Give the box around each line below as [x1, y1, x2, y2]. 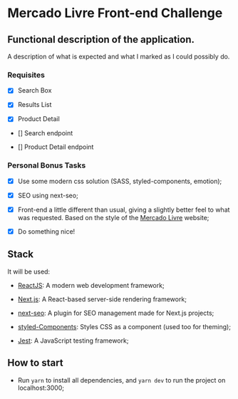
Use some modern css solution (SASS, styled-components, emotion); [17, 177, 222, 185]
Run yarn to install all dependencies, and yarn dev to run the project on [17, 375, 226, 384]
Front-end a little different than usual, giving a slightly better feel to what [17, 205, 230, 214]
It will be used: [7, 267, 51, 276]
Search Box [17, 86, 52, 95]
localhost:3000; [17, 383, 65, 392]
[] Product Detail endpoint [17, 142, 94, 151]
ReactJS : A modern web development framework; [17, 281, 165, 289]
